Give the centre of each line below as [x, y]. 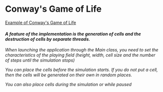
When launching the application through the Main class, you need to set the [82, 50]
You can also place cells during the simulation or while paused [69, 85]
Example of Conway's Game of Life [41, 23]
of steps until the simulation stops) [40, 60]
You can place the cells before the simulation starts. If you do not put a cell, [81, 70]
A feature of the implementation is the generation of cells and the [73, 34]
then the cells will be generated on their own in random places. [69, 75]
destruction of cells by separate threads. [48, 39]
